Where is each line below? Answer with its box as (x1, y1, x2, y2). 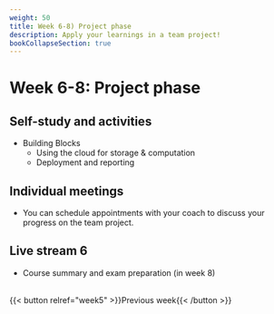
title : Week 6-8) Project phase (9, 22, 132, 31)
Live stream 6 (9, 243, 88, 259)
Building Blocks (22, 138, 81, 149)
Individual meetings (9, 183, 124, 199)
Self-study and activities (9, 113, 152, 129)
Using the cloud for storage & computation (35, 147, 196, 159)
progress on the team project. (22, 217, 134, 228)
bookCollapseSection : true (9, 38, 112, 48)
